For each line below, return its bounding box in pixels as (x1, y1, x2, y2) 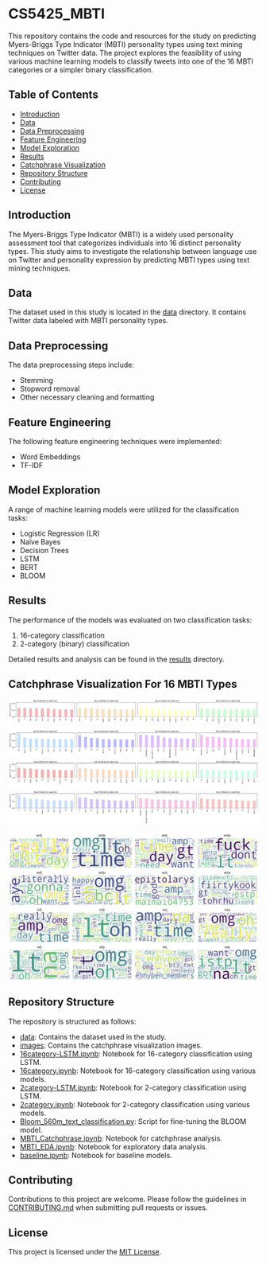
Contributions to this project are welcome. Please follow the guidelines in (8, 1195, 247, 1204)
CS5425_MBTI (8, 5, 106, 23)
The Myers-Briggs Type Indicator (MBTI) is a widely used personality (8, 229, 234, 239)
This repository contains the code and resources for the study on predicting (8, 31, 256, 41)
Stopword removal (19, 384, 80, 394)
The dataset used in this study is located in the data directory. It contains (8, 307, 247, 317)
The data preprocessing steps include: (8, 360, 135, 370)
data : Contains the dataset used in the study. (19, 1032, 167, 1041)
